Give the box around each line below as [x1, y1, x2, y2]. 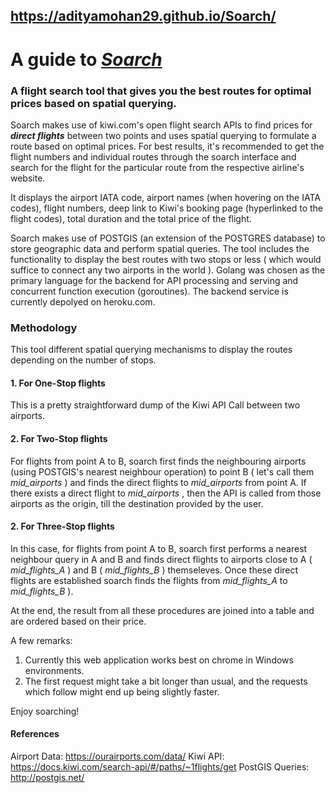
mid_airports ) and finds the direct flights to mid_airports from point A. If [10, 476, 307, 488]
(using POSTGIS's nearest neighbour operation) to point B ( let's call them [10, 465, 315, 478]
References [10, 728, 60, 740]
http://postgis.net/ [10, 771, 85, 783]
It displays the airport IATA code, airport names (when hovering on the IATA [10, 191, 321, 203]
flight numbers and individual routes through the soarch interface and [10, 150, 297, 163]
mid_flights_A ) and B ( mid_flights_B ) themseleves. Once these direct [10, 564, 299, 576]
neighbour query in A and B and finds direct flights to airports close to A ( [10, 553, 313, 565]
